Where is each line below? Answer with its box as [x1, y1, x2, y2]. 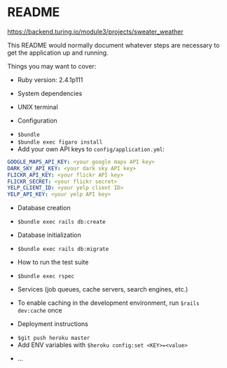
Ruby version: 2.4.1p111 [17, 75, 83, 84]
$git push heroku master [17, 334, 90, 342]
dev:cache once [17, 306, 62, 315]
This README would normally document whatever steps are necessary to [7, 41, 220, 49]
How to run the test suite [17, 258, 89, 266]
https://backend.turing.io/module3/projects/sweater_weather [7, 27, 184, 36]
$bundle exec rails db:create [17, 219, 106, 226]
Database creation [17, 204, 71, 212]
